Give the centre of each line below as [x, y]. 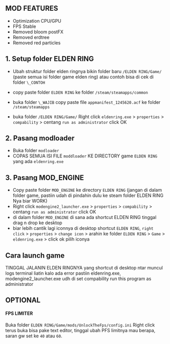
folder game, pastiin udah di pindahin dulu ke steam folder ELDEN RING [88, 195]
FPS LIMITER [19, 314]
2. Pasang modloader [40, 138]
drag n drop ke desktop [37, 223]
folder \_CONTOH [29, 82]
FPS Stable [24, 26]
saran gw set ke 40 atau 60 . [34, 336]
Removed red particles [37, 43]
